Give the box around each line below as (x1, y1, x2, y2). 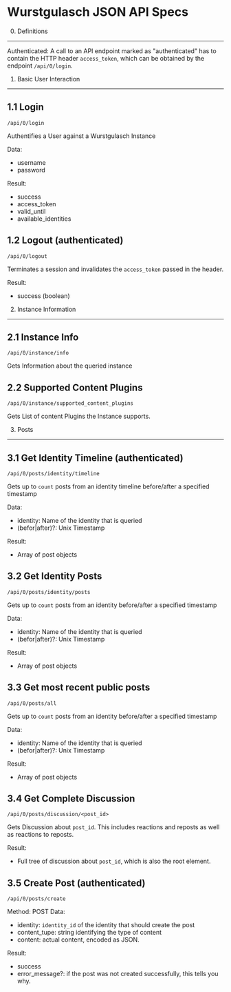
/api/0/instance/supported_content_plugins (7, 400, 134, 407)
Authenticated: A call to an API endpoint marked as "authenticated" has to (7, 46, 217, 55)
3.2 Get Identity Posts (7, 571, 102, 582)
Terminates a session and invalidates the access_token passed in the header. (7, 265, 224, 273)
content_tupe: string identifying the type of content (16, 929, 162, 937)
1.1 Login (7, 101, 44, 113)
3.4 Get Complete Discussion (7, 793, 135, 804)
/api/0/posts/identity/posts (7, 588, 91, 595)
